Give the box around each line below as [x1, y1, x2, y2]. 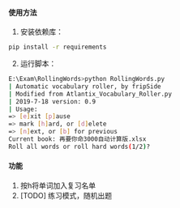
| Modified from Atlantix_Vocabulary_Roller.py [8, 90, 173, 98]
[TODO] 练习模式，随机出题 [19, 191, 113, 201]
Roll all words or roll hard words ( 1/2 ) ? [8, 142, 151, 151]
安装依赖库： [19, 27, 63, 36]
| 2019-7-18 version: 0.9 [8, 97, 96, 105]
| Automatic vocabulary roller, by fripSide [8, 82, 161, 91]
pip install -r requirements [8, 43, 107, 52]
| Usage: [8, 105, 38, 113]
